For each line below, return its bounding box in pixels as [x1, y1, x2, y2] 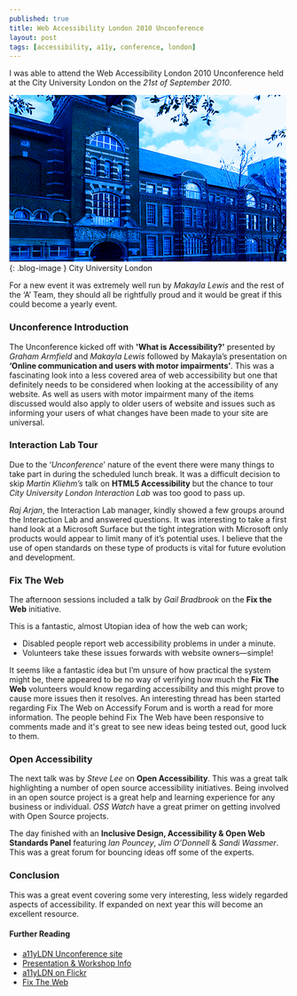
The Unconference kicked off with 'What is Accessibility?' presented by [9, 341, 276, 352]
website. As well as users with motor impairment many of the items [9, 388, 254, 399]
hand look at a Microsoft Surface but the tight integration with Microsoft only [9, 523, 289, 534]
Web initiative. [9, 604, 62, 615]
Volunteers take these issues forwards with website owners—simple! [21, 648, 274, 658]
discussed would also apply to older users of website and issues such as [9, 398, 276, 409]
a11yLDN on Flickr [21, 967, 87, 977]
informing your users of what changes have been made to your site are [9, 407, 269, 418]
